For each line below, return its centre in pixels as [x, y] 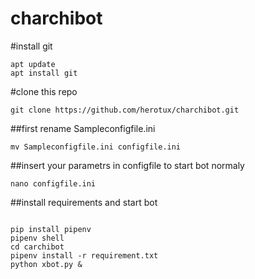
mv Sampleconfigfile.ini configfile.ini [96, 147]
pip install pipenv [51, 229]
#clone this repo [44, 91]
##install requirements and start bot [84, 202]
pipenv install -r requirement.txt [84, 255]
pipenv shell [37, 238]
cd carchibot [37, 247]
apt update [33, 64]
